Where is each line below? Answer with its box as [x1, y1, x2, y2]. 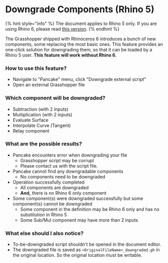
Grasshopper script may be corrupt [20, 157, 94, 164]
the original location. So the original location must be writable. [12, 252, 143, 258]
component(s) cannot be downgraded [12, 200, 92, 207]
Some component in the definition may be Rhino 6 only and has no [20, 206, 160, 212]
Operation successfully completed [12, 179, 85, 185]
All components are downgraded [20, 185, 89, 191]
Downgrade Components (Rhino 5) [5, 4, 155, 15]
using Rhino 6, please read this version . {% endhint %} [5, 25, 120, 32]
